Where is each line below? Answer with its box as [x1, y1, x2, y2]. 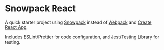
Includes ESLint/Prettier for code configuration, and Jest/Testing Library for [5, 34, 160, 40]
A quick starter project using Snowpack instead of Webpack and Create [5, 19, 152, 25]
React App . [5, 24, 28, 30]
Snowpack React [5, 3, 76, 14]
